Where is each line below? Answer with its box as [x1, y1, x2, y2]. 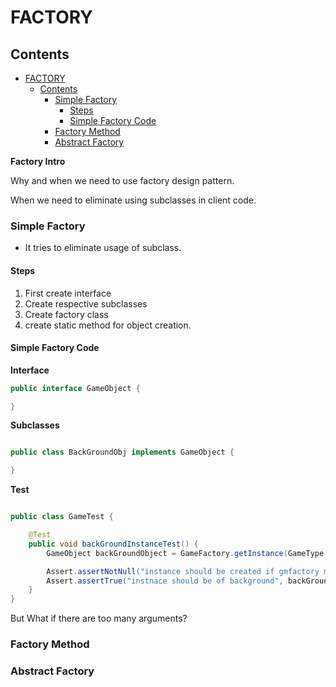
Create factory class [24, 308, 109, 320]
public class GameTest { [10, 512, 114, 522]
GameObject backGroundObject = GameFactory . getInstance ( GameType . [46, 548, 329, 558]
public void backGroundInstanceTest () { [28, 539, 199, 549]
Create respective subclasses [24, 297, 148, 310]
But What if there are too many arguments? [10, 612, 188, 625]
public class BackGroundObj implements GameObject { [10, 447, 235, 458]
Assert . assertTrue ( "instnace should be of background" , [46, 576, 284, 586]
